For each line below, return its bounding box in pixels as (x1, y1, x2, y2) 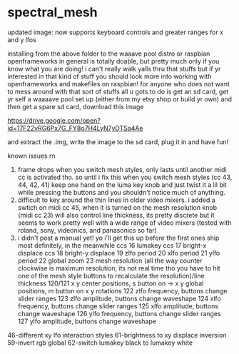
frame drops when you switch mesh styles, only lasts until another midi (17, 165, 227, 173)
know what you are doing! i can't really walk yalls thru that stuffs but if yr (7, 64, 221, 73)
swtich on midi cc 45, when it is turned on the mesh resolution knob (17, 203, 218, 211)
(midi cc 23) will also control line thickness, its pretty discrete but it (17, 211, 215, 219)
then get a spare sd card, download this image (7, 102, 144, 111)
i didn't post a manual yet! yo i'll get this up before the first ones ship (17, 233, 220, 242)
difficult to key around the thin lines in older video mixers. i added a (17, 196, 215, 204)
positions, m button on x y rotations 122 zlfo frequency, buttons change (17, 286, 228, 295)
